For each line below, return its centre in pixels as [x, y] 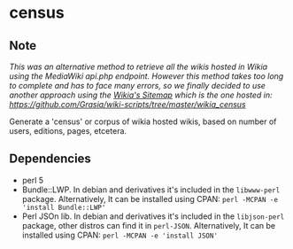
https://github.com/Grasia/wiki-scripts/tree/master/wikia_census [127, 104]
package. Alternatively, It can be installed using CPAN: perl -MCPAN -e [150, 198]
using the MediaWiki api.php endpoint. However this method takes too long [146, 76]
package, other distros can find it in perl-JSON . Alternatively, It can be [149, 225]
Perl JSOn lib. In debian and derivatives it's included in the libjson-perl [153, 216]
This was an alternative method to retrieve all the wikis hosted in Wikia [139, 66]
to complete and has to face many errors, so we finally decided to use [137, 86]
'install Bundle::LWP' [64, 207]
